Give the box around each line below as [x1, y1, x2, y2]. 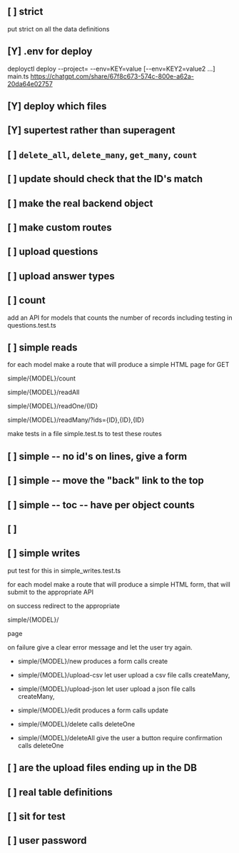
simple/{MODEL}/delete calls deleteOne [17, 720, 136, 728]
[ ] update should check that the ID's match [7, 173, 203, 185]
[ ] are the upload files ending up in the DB [7, 762, 198, 774]
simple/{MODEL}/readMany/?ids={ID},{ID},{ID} [7, 415, 145, 424]
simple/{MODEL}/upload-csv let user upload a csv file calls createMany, [17, 670, 230, 679]
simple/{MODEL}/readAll [7, 388, 80, 397]
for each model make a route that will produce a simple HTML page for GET [7, 360, 230, 369]
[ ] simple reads [7, 341, 78, 353]
